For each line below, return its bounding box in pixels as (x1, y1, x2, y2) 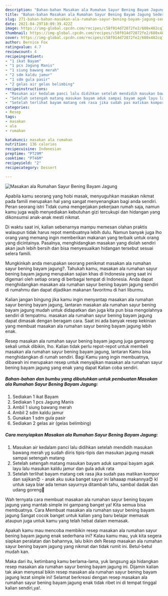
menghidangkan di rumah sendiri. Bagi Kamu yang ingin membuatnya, (5, 353, 150, 360)
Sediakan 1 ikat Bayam (12, 393, 59, 400)
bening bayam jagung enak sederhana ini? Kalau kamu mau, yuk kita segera (5, 533, 162, 539)
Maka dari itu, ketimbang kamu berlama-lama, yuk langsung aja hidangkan (5, 558, 159, 564)
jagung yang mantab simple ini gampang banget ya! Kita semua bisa (5, 502, 146, 508)
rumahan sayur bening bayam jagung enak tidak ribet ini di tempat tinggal (5, 579, 157, 585)
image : (5, 26, 19, 31)
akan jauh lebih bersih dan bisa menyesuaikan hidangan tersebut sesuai (5, 245, 153, 251)
